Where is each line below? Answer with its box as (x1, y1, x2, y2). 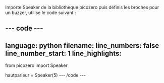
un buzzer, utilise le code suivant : (5, 10, 76, 16)
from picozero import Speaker (5, 62, 68, 68)
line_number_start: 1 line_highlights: (5, 49, 122, 57)
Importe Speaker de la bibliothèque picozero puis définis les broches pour (5, 5, 159, 10)
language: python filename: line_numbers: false (5, 41, 159, 50)
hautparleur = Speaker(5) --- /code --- (5, 72, 86, 78)
